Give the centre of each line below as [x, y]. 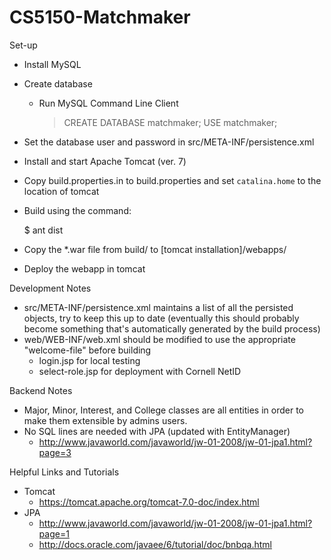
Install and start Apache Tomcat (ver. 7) [105, 161]
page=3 [55, 452]
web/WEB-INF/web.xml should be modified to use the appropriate [159, 339]
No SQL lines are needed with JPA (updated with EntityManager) [157, 431]
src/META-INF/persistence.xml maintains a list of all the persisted [158, 307]
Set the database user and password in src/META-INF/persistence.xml [169, 142]
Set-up [23, 45]
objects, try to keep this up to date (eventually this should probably [161, 318]
